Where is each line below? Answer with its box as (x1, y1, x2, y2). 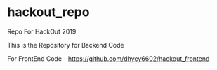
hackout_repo (7, 4, 90, 20)
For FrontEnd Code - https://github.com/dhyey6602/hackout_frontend (7, 54, 210, 63)
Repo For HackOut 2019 (7, 27, 77, 36)
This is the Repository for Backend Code (7, 41, 124, 49)
